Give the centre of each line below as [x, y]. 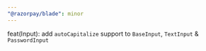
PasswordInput [28, 40]
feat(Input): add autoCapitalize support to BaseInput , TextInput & [103, 34]
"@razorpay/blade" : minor [45, 14]
